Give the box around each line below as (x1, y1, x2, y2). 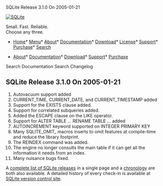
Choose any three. (6, 29, 44, 35)
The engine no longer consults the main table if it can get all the (13, 144, 145, 150)
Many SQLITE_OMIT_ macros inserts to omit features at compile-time (13, 128, 156, 134)
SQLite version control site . (6, 175, 62, 181)
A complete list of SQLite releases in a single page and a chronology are (6, 165, 155, 171)
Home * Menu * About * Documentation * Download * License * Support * (13, 39, 158, 45)
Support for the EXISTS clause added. (13, 102, 92, 108)
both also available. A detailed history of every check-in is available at (6, 170, 150, 176)
